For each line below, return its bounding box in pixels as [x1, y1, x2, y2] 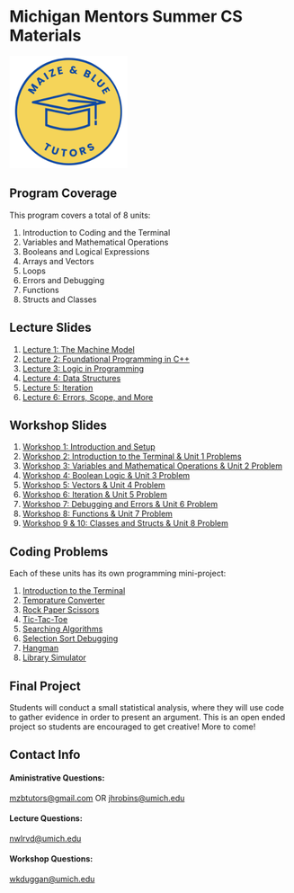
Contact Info [9, 747, 81, 763]
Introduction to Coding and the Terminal [22, 227, 171, 237]
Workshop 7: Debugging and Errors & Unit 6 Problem [22, 499, 218, 510]
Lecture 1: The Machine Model [22, 344, 135, 354]
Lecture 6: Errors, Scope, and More [22, 391, 154, 402]
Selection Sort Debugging [22, 633, 119, 644]
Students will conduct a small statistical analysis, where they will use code [9, 702, 285, 712]
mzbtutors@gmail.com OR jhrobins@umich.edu [9, 792, 185, 803]
